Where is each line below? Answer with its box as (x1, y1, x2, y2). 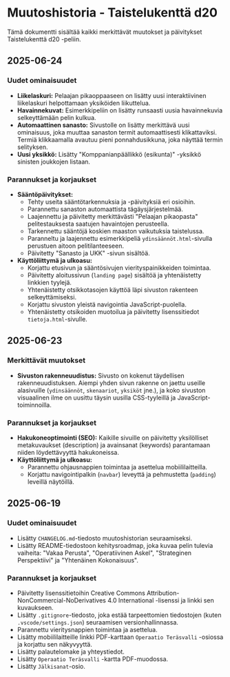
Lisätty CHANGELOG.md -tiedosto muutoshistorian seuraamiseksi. (17, 533, 193, 542)
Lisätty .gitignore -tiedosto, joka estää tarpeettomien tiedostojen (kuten (17, 611, 222, 619)
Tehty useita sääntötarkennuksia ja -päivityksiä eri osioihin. (27, 197, 196, 206)
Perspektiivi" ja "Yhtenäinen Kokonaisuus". (17, 556, 139, 564)
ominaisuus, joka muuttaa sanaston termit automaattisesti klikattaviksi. (17, 128, 217, 136)
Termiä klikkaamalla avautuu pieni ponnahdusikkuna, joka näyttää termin (17, 135, 223, 144)
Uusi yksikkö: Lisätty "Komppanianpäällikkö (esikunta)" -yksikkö (17, 150, 202, 158)
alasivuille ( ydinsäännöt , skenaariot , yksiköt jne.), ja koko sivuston (17, 386, 206, 394)
